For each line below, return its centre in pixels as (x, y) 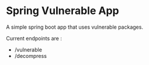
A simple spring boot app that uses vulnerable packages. (74, 27)
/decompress (30, 56)
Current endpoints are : (34, 38)
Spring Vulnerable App (63, 11)
